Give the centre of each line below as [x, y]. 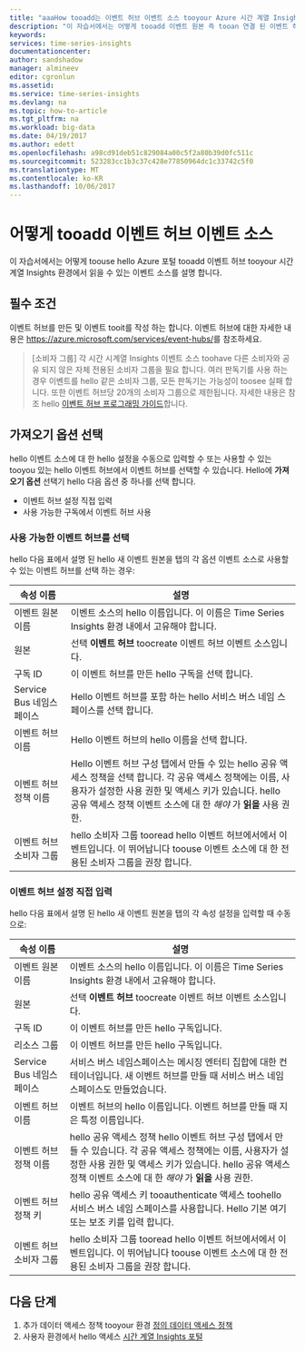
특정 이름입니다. [112, 1120]
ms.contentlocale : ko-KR [56, 178]
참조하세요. [242, 339]
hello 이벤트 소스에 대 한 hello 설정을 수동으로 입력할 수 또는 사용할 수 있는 [141, 459]
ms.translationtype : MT [54, 170]
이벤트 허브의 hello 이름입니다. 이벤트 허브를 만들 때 [173, 1107]
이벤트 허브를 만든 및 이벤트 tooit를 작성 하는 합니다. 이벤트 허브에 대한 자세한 [146, 327]
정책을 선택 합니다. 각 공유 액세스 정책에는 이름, [184, 777]
